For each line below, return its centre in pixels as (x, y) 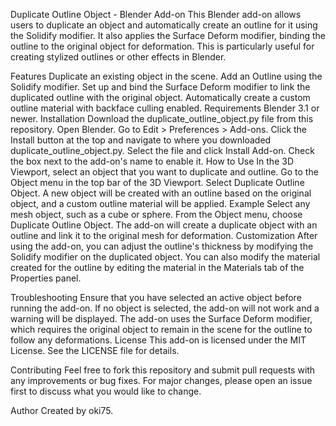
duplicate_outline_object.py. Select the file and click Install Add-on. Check (162, 150)
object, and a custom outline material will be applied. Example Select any (160, 203)
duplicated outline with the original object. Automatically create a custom (160, 97)
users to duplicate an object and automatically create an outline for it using (164, 25)
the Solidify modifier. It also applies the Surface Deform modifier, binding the (168, 35)
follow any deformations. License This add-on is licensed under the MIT (158, 340)
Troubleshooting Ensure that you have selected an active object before (156, 297)
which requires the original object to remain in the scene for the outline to (161, 329)
